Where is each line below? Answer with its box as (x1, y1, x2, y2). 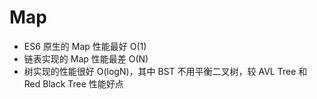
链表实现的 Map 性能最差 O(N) (23, 52, 149, 65)
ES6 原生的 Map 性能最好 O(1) (23, 40, 147, 52)
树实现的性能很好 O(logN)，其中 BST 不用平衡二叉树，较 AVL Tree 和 (23, 65, 308, 77)
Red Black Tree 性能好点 (23, 77, 124, 90)
